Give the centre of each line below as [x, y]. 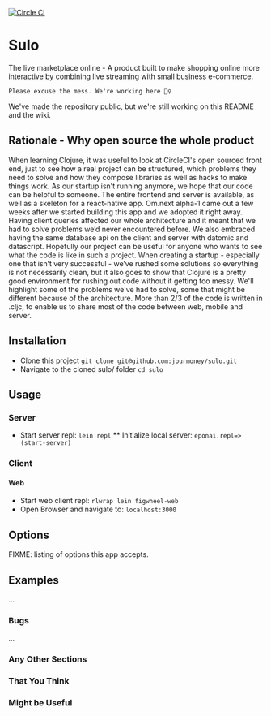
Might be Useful [40, 703]
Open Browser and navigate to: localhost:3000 [98, 509]
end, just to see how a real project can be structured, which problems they [132, 168]
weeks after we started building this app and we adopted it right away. [125, 212]
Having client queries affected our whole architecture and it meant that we [132, 220]
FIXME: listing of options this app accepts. [78, 554]
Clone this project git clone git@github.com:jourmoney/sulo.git [128, 360]
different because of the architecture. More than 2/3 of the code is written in [135, 298]
